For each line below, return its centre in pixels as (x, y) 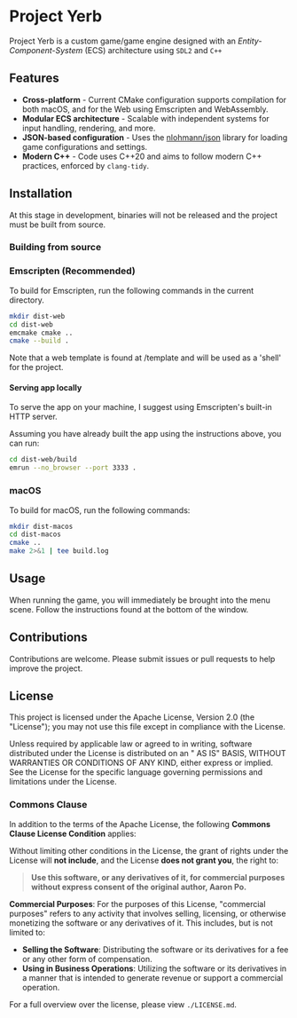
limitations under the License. (63, 782)
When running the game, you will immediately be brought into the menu (140, 600)
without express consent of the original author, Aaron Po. (138, 887)
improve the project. (46, 668)
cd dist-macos (35, 534)
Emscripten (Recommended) (72, 271)
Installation (41, 194)
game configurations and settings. (85, 146)
